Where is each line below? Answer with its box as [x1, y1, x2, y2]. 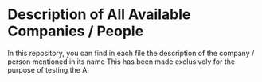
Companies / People [7, 22, 144, 40]
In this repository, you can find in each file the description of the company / [7, 48, 255, 58]
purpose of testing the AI [7, 65, 89, 74]
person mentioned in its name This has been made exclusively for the [7, 57, 236, 66]
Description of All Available [7, 6, 191, 24]
